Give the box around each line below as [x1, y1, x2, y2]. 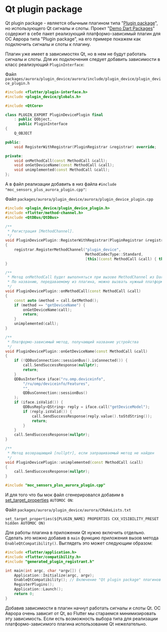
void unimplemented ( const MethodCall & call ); [14, 167, 110, 173]
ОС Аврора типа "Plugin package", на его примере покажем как [5, 36, 141, 42]
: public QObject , [14, 117, 52, 122]
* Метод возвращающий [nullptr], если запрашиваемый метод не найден [7, 450, 155, 455]
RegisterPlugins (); [14, 582, 55, 587]
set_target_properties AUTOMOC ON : [5, 497, 74, 503]
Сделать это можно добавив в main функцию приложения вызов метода [5, 535, 159, 541]
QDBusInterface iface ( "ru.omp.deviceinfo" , [14, 376, 106, 381]
